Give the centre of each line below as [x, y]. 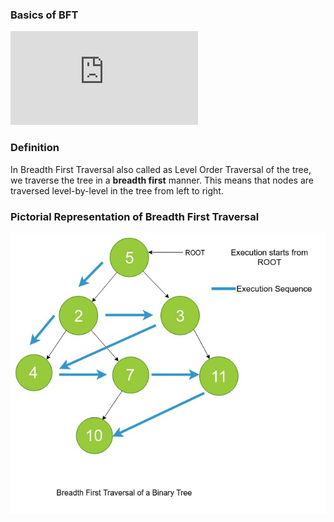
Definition [35, 148]
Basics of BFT [44, 15]
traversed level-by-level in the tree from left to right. [117, 190]
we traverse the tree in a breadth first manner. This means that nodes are [162, 180]
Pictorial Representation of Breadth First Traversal [135, 216]
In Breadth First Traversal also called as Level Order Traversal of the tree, [161, 169]
